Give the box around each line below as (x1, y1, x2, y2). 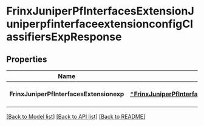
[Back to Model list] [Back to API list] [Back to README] (6, 113, 146, 120)
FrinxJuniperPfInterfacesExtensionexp (9, 90, 124, 98)
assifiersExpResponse (6, 30, 122, 44)
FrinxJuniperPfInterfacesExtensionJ (6, 4, 194, 18)
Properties (6, 54, 47, 64)
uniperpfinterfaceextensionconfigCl (6, 17, 193, 31)
